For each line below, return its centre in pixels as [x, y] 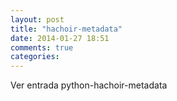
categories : [35, 57]
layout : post [37, 19]
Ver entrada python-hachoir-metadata [89, 85]
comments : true [42, 47]
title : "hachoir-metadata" [66, 29]
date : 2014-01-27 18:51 [60, 38]
